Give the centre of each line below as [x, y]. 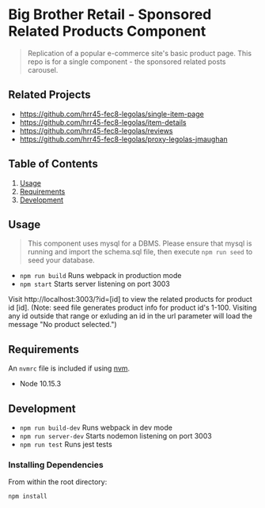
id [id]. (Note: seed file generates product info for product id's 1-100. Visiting [132, 308]
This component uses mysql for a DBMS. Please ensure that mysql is [140, 243]
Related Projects [49, 95]
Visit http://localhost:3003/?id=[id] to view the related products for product [131, 299]
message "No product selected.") [62, 325]
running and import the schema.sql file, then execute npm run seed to [140, 252]
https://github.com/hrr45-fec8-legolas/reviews [96, 130]
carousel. [43, 70]
